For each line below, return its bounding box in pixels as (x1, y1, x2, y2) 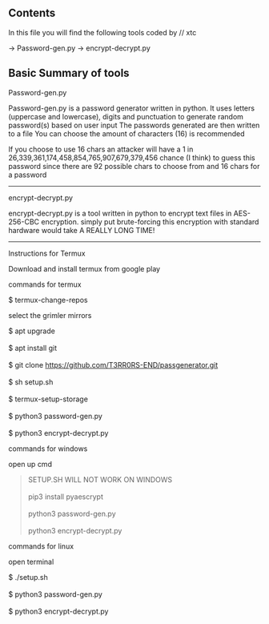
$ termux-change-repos (8, 295, 88, 304)
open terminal (8, 557, 54, 566)
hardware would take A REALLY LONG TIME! (8, 225, 155, 235)
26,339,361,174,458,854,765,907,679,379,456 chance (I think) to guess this (8, 152, 256, 163)
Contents (8, 6, 56, 20)
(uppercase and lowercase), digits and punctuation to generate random (8, 111, 244, 121)
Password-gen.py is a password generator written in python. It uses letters (8, 103, 255, 113)
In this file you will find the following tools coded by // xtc (8, 27, 197, 37)
